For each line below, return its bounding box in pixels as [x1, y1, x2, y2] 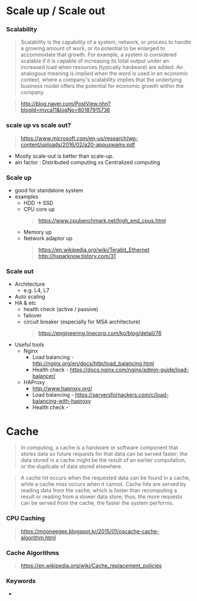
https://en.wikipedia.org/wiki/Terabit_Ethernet [38, 246, 150, 253]
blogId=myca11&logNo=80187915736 [20, 106, 110, 113]
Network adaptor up [23, 235, 73, 242]
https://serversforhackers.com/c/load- [74, 391, 169, 399]
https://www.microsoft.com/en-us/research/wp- [20, 135, 139, 142]
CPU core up [23, 205, 55, 213]
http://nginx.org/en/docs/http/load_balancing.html [32, 360, 155, 367]
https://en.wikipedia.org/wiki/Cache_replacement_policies [20, 562, 162, 569]
